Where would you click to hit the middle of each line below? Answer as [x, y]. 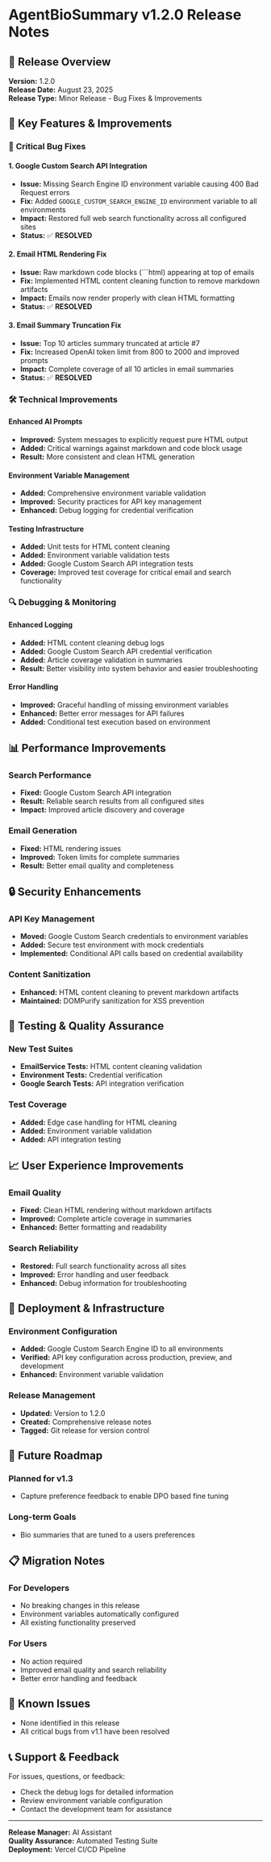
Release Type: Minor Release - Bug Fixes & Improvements [105, 98]
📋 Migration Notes [57, 1561]
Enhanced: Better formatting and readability [94, 1227]
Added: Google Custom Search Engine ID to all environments [121, 1349]
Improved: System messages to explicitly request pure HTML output [134, 440]
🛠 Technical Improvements [63, 399]
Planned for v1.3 [41, 1479]
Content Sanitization [50, 975]
